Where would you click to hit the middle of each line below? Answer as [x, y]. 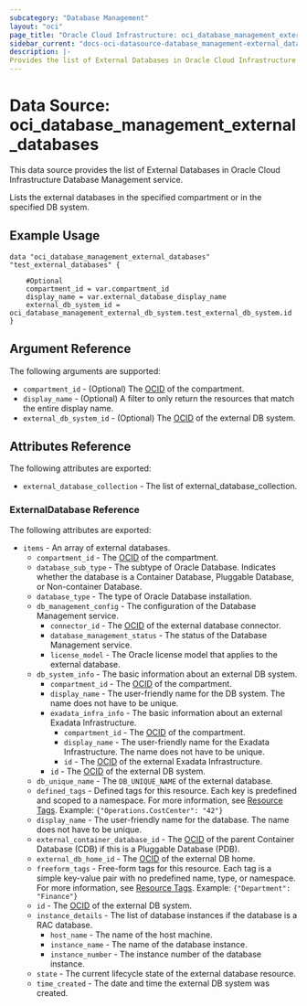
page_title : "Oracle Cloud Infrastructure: [94, 35]
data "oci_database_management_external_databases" [110, 257]
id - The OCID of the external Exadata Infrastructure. [163, 761]
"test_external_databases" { [65, 265]
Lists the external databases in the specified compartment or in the [136, 197]
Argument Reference [70, 349]
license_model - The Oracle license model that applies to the [164, 654]
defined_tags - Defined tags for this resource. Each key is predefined [166, 790]
